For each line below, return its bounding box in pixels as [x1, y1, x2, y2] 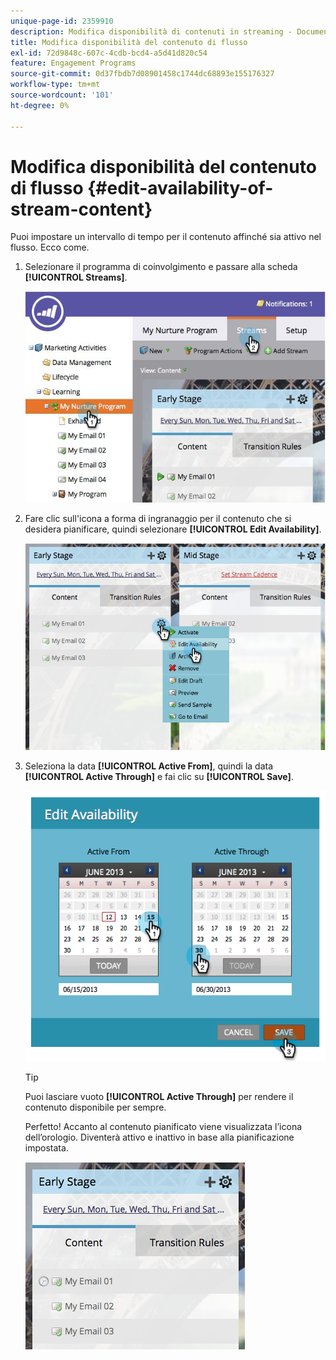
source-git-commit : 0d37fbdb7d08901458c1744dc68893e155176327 [10, 69, 275, 79]
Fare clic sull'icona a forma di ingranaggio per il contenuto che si [24, 512, 292, 524]
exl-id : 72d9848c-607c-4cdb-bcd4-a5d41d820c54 [10, 48, 208, 58]
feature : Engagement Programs [10, 58, 137, 69]
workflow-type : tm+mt [10, 80, 101, 90]
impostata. [24, 1142, 69, 1154]
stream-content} [10, 198, 153, 220]
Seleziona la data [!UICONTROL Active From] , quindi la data [24, 760, 274, 772]
